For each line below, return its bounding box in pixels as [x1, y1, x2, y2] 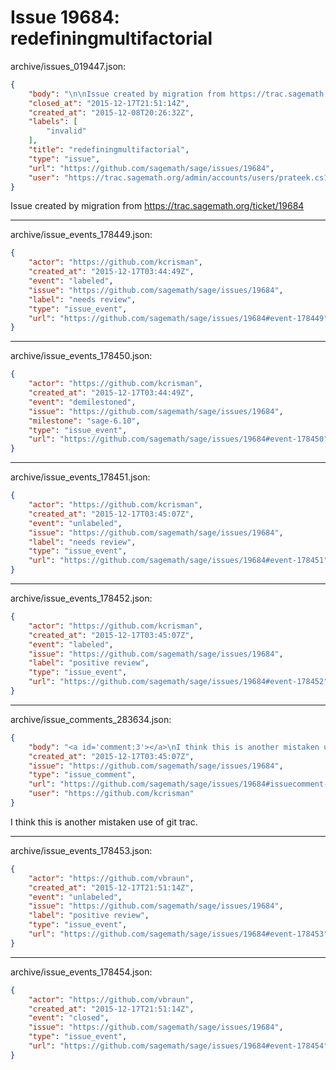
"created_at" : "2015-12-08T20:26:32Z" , [28, 107, 195, 118]
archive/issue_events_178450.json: [10, 350, 153, 362]
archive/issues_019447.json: [10, 60, 127, 72]
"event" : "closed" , [28, 1013, 110, 1023]
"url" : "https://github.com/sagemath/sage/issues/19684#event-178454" [28, 1041, 329, 1051]
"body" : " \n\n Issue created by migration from [28, 89, 226, 99]
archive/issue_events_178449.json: [10, 229, 153, 241]
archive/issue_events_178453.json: [10, 844, 153, 856]
